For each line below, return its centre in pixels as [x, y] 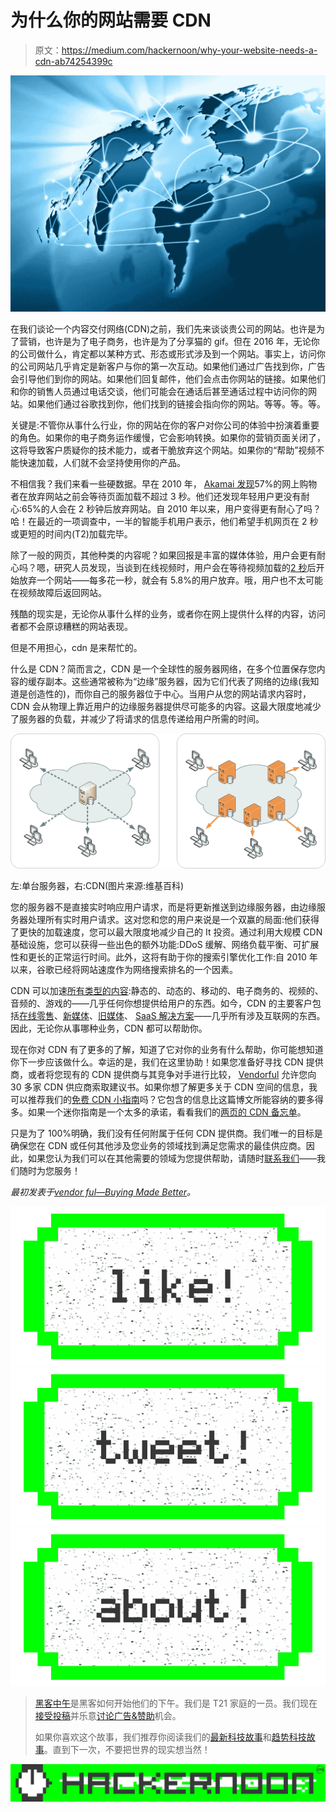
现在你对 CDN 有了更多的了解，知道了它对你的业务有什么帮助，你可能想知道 [167, 1049]
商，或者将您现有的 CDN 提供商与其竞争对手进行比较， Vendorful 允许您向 [163, 1074]
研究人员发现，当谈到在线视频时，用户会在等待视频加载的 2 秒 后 [185, 567]
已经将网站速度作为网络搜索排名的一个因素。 [145, 969]
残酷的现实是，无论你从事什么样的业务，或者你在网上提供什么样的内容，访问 [168, 613]
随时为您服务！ [49, 1170]
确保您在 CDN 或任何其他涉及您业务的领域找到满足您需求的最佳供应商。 [158, 1145]
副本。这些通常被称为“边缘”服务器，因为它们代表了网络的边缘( [173, 681]
